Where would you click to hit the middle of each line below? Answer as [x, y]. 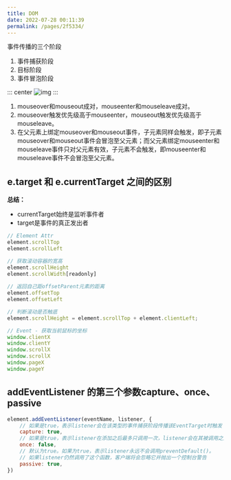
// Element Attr [30, 236]
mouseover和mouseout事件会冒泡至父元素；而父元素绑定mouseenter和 [118, 141]
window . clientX [29, 337]
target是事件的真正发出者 [53, 223]
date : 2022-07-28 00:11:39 [46, 20]
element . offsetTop [33, 293]
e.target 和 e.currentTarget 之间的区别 [89, 182]
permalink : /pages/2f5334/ [46, 26]
